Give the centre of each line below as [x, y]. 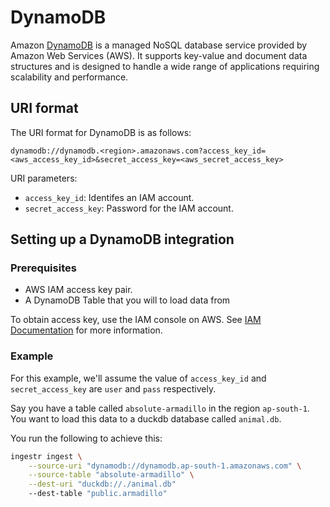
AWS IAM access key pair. [78, 290]
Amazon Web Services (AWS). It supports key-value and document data [159, 55]
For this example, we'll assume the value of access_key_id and [138, 378]
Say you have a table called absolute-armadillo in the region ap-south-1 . [160, 408]
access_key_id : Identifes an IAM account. [109, 197]
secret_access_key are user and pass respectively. [113, 388]
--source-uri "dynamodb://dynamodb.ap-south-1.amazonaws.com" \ [165, 466]
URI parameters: [44, 178]
